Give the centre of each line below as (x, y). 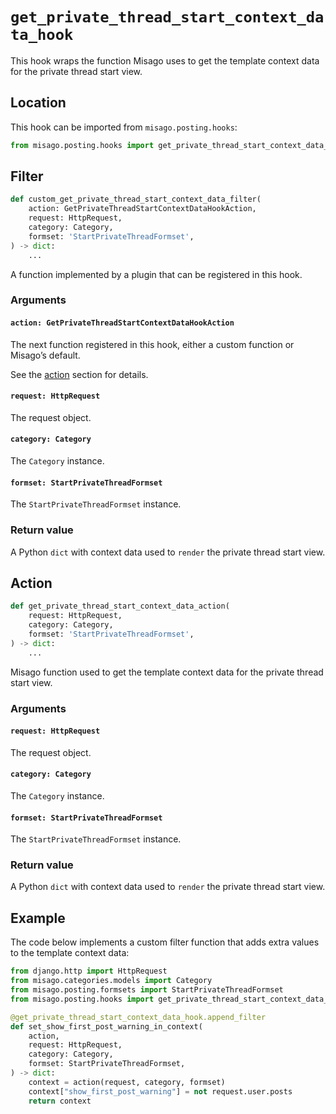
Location (38, 103)
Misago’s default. (45, 355)
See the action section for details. (79, 374)
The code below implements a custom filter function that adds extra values (165, 942)
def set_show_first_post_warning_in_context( (106, 1026)
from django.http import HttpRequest (89, 971)
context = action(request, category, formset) (127, 1082)
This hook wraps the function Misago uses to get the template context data (165, 60)
